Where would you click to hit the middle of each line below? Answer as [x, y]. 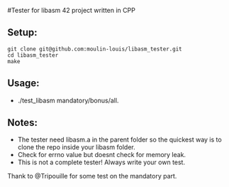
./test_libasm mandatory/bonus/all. [68, 100]
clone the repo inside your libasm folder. [77, 147]
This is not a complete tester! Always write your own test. [101, 162]
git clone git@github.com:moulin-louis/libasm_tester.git [95, 49]
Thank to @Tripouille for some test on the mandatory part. [92, 176]
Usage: [24, 84]
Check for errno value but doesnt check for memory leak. [102, 155]
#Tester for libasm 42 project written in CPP [72, 10]
